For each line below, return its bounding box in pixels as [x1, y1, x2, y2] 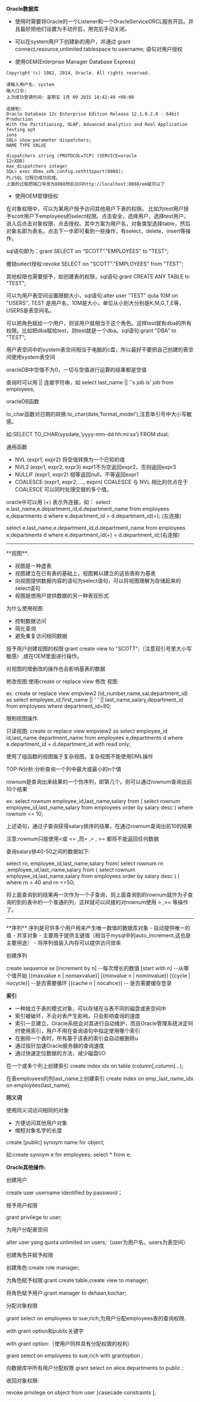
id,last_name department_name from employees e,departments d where [6, 734, 183, 741]
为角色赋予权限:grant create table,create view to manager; [6, 1277, 149, 1284]
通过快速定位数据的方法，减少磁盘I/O [14, 1049, 106, 1057]
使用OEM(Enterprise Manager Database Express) [14, 58, 136, 65]
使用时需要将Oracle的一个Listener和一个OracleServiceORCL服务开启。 [14, 18, 189, 25]
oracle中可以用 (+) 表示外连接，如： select [6, 499, 111, 505]
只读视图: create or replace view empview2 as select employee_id [6, 727, 168, 734]
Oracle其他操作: [6, 1164, 46, 1171]
